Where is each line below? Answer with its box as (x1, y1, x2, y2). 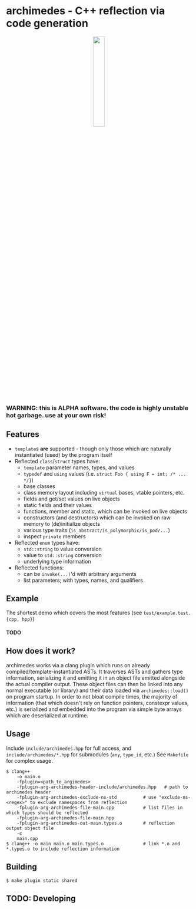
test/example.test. (143, 610, 191, 617)
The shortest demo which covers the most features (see (6, 609, 142, 617)
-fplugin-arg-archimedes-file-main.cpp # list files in (16, 805, 183, 811)
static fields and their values (23, 501, 92, 508)
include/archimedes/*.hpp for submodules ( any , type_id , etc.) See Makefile (6, 750, 189, 758)
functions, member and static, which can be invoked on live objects (23, 508, 187, 515)
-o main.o (16, 773, 41, 779)
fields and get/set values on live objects (23, 495, 120, 502)
